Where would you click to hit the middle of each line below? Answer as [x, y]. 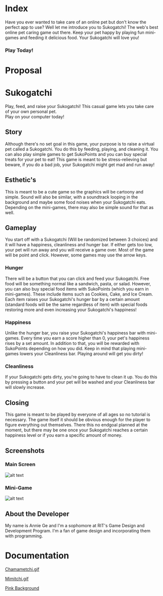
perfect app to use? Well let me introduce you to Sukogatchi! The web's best [82, 27]
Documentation [37, 556]
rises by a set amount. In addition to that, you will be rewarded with [72, 343]
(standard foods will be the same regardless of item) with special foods [76, 304]
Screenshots [25, 451]
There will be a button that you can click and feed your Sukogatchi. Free [77, 278]
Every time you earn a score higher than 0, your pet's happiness [85, 338]
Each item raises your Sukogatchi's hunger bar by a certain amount [72, 299]
